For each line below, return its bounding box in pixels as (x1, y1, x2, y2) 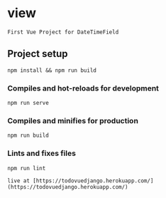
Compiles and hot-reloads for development (7, 83, 160, 93)
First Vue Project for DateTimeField (7, 28, 119, 36)
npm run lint (7, 165, 46, 172)
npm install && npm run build (7, 66, 97, 74)
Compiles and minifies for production (7, 115, 138, 125)
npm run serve (7, 100, 50, 107)
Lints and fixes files (7, 148, 77, 158)
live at (7, 177, 31, 184)
